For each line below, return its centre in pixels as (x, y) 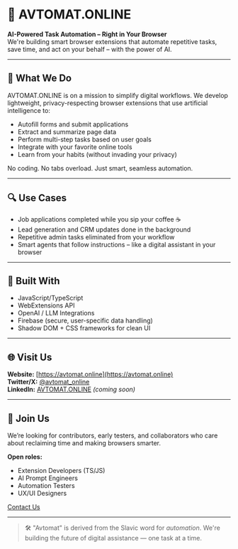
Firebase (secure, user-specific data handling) (85, 321)
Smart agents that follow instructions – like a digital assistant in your (117, 244)
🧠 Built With (34, 281)
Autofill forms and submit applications (73, 124)
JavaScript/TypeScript (50, 298)
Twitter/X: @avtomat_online (49, 382)
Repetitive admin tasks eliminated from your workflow (96, 237)
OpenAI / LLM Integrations (56, 313)
